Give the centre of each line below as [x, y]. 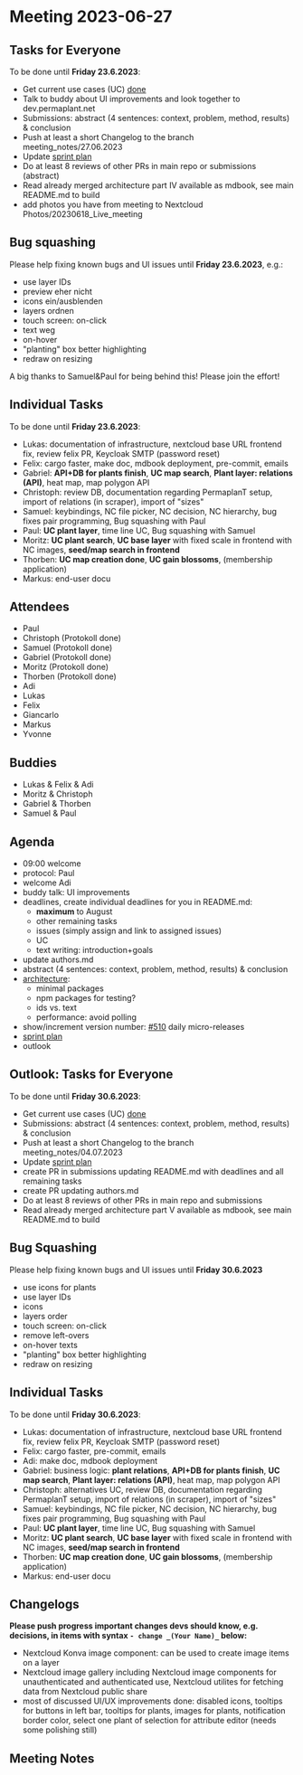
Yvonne [37, 734]
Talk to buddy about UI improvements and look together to [131, 99]
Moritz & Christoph [57, 794]
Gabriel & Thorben [57, 804]
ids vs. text [56, 1008]
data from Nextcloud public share [85, 1692]
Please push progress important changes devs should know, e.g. [134, 1626]
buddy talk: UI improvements [76, 892]
